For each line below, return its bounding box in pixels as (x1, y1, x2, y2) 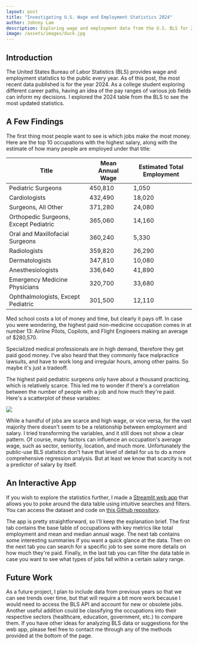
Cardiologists (9, 193, 46, 202)
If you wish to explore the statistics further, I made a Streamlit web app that (6, 494, 189, 501)
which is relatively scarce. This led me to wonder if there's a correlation (6, 382, 180, 389)
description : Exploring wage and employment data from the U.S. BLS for (6, 25, 189, 31)
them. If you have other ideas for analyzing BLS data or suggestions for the (6, 620, 189, 627)
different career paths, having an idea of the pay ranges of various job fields (6, 87, 192, 94)
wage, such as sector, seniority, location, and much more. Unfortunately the (6, 442, 190, 449)
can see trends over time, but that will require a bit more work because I (6, 595, 181, 602)
